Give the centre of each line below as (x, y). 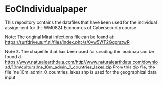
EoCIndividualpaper (46, 9)
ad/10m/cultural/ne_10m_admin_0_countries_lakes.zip (59, 67)
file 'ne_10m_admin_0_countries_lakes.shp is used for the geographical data (81, 72)
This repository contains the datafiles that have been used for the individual (81, 22)
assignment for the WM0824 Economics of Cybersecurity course (71, 27)
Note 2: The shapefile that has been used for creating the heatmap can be (80, 51)
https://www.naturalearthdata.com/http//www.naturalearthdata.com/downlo (81, 62)
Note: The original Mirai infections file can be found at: (60, 37)
